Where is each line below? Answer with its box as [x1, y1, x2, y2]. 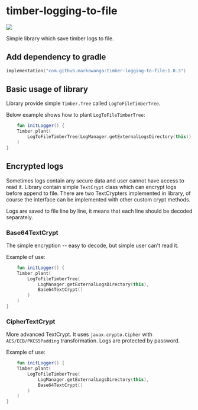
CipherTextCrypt [6, 317, 56, 325]
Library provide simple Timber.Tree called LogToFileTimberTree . [6, 100, 161, 107]
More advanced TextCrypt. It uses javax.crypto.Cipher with [6, 331, 152, 338]
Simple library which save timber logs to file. [6, 34, 114, 42]
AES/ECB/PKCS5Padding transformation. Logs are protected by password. [6, 337, 180, 344]
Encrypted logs [6, 161, 64, 171]
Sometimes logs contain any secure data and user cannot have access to [6, 177, 184, 184]
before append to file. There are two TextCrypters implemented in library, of [6, 190, 191, 197]
